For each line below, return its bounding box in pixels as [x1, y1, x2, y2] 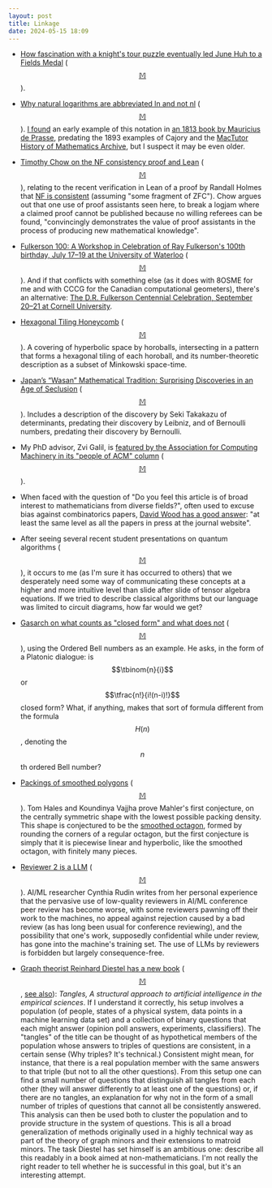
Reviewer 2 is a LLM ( [19, 862, 93, 872]
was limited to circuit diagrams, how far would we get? [19, 603, 203, 612]
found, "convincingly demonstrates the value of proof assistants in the [19, 217, 256, 227]
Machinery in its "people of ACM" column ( [19, 451, 164, 461]
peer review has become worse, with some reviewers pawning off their [19, 905, 258, 914]
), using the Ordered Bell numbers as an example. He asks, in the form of [19, 643, 264, 654]
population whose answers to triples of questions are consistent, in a [19, 1041, 251, 1051]
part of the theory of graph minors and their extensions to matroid [19, 1136, 241, 1146]
